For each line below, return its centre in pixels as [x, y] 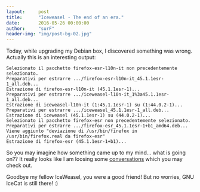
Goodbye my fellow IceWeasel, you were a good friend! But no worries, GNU [100, 177]
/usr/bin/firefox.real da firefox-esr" [56, 136]
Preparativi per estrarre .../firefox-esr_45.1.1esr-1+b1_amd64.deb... [97, 126]
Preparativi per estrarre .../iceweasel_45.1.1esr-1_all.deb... [88, 110]
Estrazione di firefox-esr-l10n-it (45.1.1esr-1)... [73, 89]
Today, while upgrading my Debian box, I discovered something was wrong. [99, 51]
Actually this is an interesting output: [51, 57]
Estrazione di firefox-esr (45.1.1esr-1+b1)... [67, 142]
